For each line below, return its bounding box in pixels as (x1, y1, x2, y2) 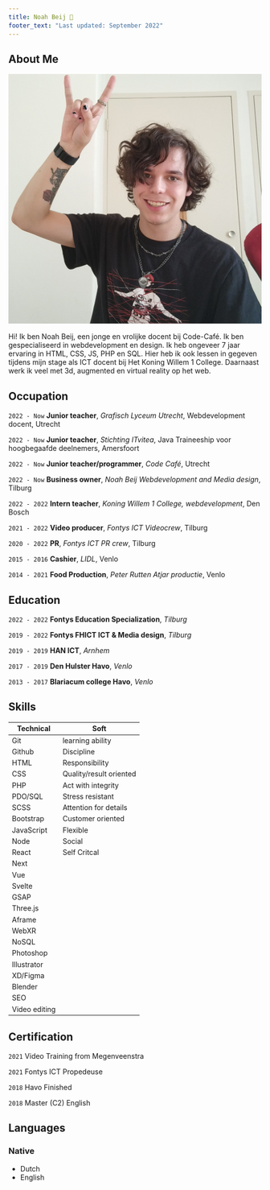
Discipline (62, 746, 95, 756)
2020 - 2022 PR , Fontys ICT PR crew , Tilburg (8, 539, 156, 548)
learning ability (62, 735, 112, 745)
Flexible (62, 825, 88, 835)
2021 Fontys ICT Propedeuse (8, 1067, 103, 1076)
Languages (8, 1122, 66, 1135)
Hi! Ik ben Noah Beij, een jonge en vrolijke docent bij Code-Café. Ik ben (8, 332, 244, 341)
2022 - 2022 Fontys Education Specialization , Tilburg (8, 614, 187, 624)
